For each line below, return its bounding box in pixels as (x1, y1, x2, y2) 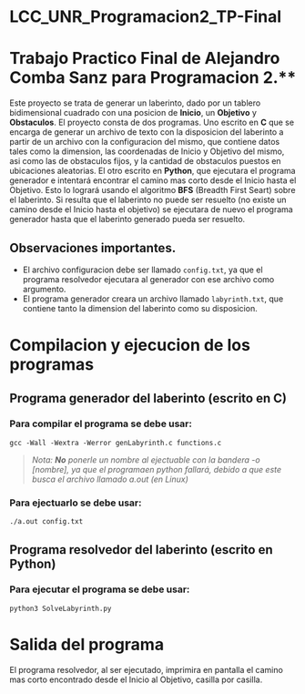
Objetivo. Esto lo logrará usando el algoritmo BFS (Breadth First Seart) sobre (9, 185, 296, 196)
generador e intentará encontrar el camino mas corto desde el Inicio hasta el (9, 175, 297, 186)
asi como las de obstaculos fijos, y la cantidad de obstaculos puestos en (9, 156, 281, 167)
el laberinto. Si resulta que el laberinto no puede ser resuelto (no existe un (9, 194, 287, 206)
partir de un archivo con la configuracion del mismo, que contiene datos (9, 137, 280, 148)
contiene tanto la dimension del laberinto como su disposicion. (22, 302, 258, 313)
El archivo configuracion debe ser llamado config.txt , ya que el (22, 264, 263, 275)
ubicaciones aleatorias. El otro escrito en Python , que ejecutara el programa (9, 166, 296, 177)
